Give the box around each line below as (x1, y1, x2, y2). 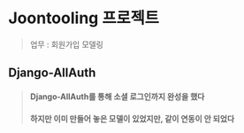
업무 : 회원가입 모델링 (29, 39, 103, 50)
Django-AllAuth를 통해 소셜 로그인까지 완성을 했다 (29, 90, 205, 102)
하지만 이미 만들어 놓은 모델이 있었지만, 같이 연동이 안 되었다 (29, 113, 235, 124)
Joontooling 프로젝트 (8, 8, 160, 28)
